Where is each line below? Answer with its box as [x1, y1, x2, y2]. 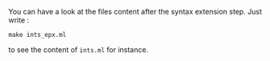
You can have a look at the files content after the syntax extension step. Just [8, 7, 263, 16]
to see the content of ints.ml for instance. [8, 45, 149, 55]
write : [8, 15, 30, 25]
